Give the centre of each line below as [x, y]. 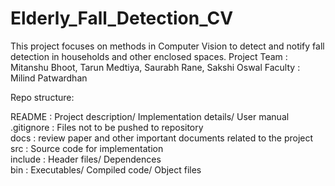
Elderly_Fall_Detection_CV [122, 18]
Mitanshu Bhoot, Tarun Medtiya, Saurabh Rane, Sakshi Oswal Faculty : [155, 67]
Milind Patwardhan [49, 78]
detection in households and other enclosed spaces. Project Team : [149, 56]
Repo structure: [42, 97]
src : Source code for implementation [87, 148]
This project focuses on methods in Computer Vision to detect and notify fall [167, 46]
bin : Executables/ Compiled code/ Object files [106, 169]
